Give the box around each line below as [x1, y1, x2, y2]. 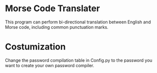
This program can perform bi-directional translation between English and [5, 19, 151, 25]
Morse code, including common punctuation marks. [5, 24, 108, 30]
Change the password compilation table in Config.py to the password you [5, 57, 153, 63]
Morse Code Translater [5, 3, 100, 14]
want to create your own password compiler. [5, 62, 95, 68]
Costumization [5, 41, 66, 53]
